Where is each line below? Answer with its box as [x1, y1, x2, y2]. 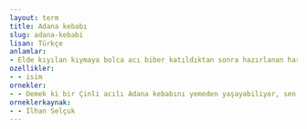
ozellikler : [9, 64, 55, 74]
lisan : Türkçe [9, 38, 64, 48]
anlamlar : [9, 47, 48, 56]
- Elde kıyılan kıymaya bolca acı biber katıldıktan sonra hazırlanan [9, 55, 284, 64]
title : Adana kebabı [9, 22, 89, 31]
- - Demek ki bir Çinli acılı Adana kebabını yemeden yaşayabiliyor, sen [9, 89, 297, 98]
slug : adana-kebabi [9, 30, 84, 39]
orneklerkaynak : [9, 97, 71, 107]
